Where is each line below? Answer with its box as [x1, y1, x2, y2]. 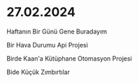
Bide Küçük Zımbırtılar [6, 68, 71, 76]
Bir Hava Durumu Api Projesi [6, 40, 89, 49]
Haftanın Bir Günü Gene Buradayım [6, 27, 108, 36]
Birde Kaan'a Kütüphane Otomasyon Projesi [6, 54, 132, 63]
